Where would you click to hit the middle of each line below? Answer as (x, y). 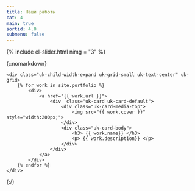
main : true (20, 23)
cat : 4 (15, 18)
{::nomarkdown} (27, 64)
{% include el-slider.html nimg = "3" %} (56, 52)
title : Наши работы (31, 12)
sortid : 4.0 (21, 29)
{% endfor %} (34, 165)
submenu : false (26, 35)
